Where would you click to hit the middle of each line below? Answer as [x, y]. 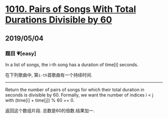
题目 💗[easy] [21, 53]
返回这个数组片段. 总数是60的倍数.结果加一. [50, 110]
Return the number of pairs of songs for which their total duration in [75, 89]
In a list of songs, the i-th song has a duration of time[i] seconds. [72, 64]
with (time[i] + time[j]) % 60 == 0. [40, 100]
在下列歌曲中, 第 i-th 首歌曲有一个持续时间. [49, 75]
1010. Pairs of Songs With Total [71, 9]
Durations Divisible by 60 [59, 20]
